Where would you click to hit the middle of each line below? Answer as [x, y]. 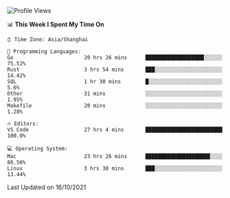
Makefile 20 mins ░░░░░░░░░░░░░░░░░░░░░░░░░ [115, 106]
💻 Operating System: [38, 148]
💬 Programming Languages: [44, 52]
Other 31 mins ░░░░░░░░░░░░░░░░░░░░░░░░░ [115, 93]
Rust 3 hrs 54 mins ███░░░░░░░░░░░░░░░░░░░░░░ [115, 69]
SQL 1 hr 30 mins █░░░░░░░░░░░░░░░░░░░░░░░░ [115, 82]
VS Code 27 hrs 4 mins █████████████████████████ [115, 130]
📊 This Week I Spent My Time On [56, 24]
